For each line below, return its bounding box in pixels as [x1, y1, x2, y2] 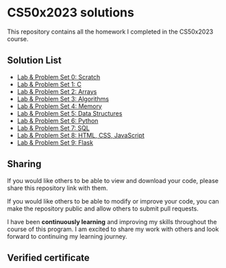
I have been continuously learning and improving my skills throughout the [7, 217, 217, 226]
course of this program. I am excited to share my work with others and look [7, 225, 219, 233]
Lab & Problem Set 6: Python [16, 117, 99, 125]
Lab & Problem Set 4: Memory [16, 101, 103, 110]
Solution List [7, 55, 62, 66]
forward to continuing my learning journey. [7, 232, 127, 241]
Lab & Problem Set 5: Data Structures [16, 109, 123, 117]
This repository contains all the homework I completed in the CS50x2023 [7, 27, 214, 36]
